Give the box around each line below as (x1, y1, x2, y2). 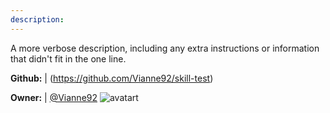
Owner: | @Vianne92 (10, 91, 98, 103)
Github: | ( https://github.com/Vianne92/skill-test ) (10, 72, 214, 84)
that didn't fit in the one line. (10, 52, 127, 65)
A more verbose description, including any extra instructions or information (10, 42, 320, 54)
